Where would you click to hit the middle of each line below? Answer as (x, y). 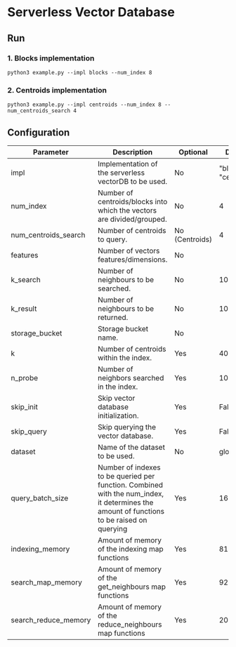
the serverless (121, 173)
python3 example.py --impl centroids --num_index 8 (84, 105)
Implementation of (127, 164)
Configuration (39, 132)
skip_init (25, 406)
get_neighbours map (132, 587)
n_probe (25, 378)
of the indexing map (130, 549)
